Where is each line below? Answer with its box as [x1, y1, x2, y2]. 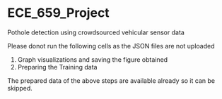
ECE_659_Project [7, 5, 110, 21]
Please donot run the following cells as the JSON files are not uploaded [7, 41, 215, 50]
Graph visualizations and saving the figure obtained [17, 55, 168, 64]
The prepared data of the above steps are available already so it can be [7, 76, 216, 85]
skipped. [7, 84, 33, 92]
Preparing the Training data [17, 62, 98, 71]
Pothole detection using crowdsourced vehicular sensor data [7, 28, 185, 37]
